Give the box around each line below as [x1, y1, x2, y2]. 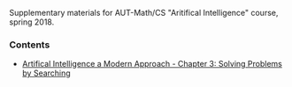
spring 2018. [9, 17, 55, 27]
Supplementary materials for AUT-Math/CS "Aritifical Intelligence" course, [9, 8, 279, 18]
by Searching [21, 68, 71, 78]
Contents [9, 39, 50, 51]
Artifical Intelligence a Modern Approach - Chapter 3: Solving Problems [21, 59, 283, 69]
